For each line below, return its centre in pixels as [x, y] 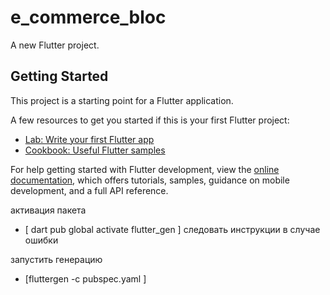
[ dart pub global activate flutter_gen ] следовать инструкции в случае [172, 229]
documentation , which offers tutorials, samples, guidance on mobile [150, 180]
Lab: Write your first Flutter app [89, 139]
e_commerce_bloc [88, 17]
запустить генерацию [56, 259]
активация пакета [48, 210]
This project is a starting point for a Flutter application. [122, 100]
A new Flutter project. [55, 45]
